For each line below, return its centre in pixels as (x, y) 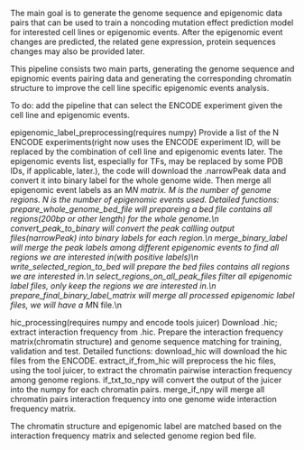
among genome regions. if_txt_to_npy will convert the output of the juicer (146, 380)
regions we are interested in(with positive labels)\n (105, 257)
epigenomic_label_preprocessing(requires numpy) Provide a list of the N (144, 133)
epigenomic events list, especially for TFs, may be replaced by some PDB (147, 161)
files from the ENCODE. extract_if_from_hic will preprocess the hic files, (143, 361)
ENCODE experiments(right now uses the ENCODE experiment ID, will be (146, 142)
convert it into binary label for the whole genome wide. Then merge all (141, 180)
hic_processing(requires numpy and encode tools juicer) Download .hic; (144, 322)
